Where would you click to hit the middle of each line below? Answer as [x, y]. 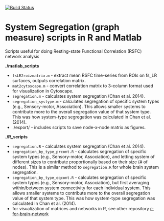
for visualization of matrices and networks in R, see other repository [81, 208]
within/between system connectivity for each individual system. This [81, 188]
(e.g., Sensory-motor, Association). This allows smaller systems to [79, 106]
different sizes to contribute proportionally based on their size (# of [80, 162]
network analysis [22, 56]
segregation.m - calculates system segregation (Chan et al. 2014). [79, 96]
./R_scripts [16, 136]
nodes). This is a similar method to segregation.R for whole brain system [85, 167]
